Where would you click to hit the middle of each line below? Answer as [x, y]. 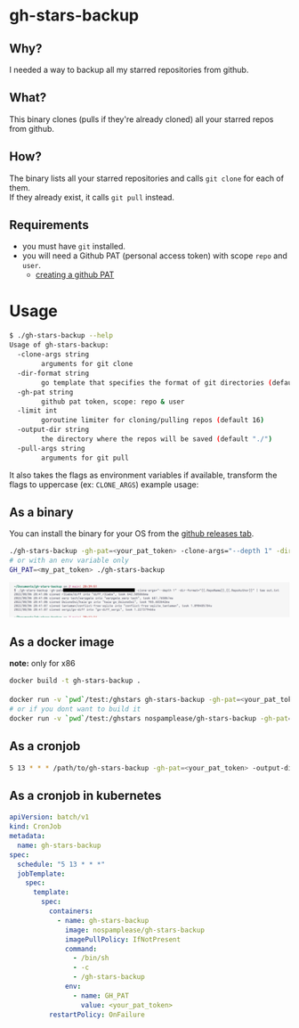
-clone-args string [53, 355]
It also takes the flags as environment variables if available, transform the [143, 475]
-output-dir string [53, 430]
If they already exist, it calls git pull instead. [92, 197]
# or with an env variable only [69, 561]
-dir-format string [53, 373]
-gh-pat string [45, 392]
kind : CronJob [36, 827]
